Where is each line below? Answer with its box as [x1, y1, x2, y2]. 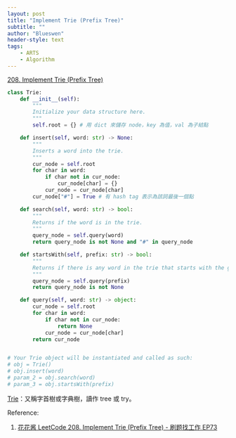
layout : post [7, 10, 46, 18]
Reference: [7, 408, 39, 417]
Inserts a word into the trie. [32, 147, 124, 155]
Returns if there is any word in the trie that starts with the [32, 264, 225, 271]
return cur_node [32, 335, 80, 343]
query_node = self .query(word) [32, 232, 124, 239]
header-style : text [7, 37, 65, 44]
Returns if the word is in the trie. [32, 219, 143, 226]
